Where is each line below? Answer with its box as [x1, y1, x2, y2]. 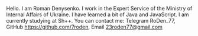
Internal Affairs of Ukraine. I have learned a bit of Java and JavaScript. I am [6, 11, 189, 18]
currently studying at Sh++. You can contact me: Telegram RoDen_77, [6, 17, 176, 24]
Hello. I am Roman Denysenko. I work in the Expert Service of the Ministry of [6, 5, 193, 12]
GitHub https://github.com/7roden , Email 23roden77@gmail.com [6, 23, 163, 30]
